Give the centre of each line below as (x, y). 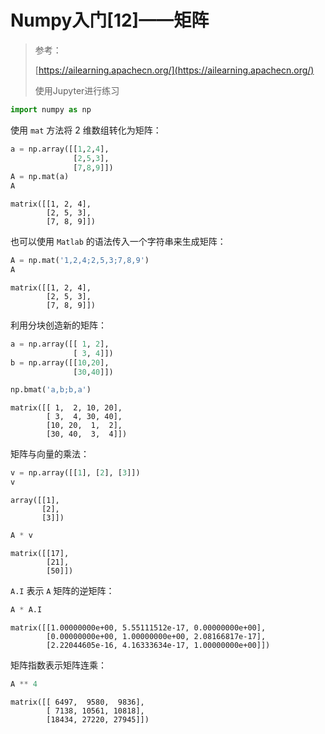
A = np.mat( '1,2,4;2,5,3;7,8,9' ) (80, 261)
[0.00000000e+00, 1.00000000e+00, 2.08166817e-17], (156, 636)
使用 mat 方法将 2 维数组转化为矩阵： (86, 130)
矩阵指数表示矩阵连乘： (58, 665)
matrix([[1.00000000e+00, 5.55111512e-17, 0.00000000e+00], (138, 627)
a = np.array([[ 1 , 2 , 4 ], (60, 149)
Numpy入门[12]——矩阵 (110, 20)
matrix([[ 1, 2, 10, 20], (66, 408)
